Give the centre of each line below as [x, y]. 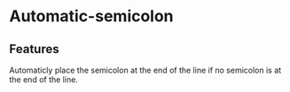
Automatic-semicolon [92, 16]
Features [34, 49]
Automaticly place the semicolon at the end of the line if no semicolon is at [145, 70]
